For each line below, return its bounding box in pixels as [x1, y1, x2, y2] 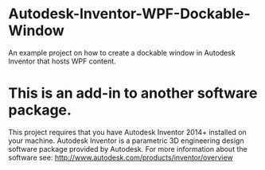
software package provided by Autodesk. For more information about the [8, 144, 248, 153]
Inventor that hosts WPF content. [8, 56, 117, 66]
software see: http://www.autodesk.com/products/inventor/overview [8, 153, 233, 162]
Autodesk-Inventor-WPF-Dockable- [8, 5, 251, 23]
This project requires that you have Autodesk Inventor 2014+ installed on [8, 127, 247, 137]
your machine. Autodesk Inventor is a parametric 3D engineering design [8, 136, 244, 145]
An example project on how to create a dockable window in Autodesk [8, 48, 236, 57]
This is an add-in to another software [8, 84, 258, 102]
